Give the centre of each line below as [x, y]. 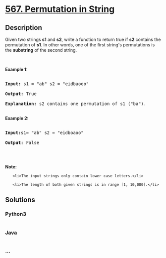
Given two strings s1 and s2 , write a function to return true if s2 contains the [83, 39]
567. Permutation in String [60, 9]
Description [24, 28]
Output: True [21, 94]
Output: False [22, 143]
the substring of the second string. [41, 50]
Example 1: [17, 69]
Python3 [16, 214]
